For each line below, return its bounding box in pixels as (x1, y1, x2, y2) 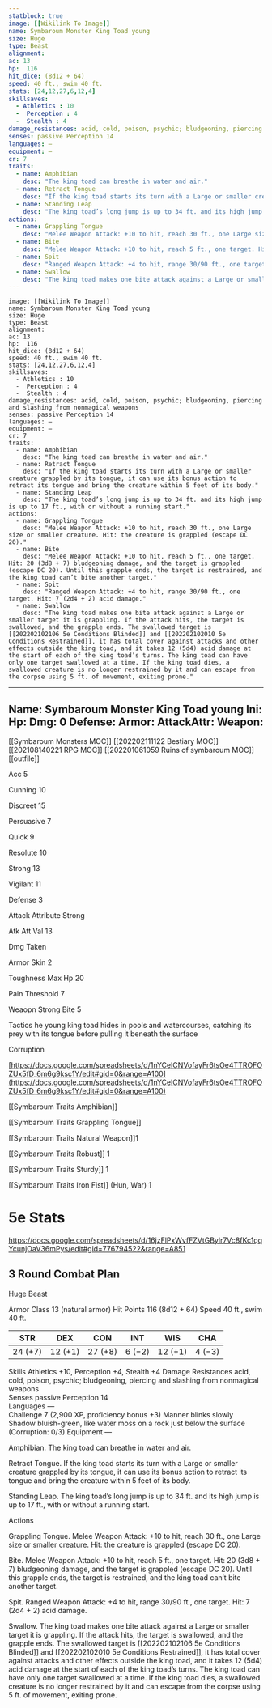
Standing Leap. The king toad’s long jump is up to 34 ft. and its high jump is (8, 1491, 260, 1501)
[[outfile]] (8, 754, 40, 763)
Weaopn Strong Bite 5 (8, 1005, 82, 1014)
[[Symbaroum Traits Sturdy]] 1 (8, 1165, 109, 1175)
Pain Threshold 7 (8, 989, 65, 999)
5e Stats (8, 1209, 66, 1227)
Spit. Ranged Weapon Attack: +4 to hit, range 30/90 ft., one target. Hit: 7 (8, 1596, 250, 1607)
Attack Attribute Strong (8, 911, 85, 920)
